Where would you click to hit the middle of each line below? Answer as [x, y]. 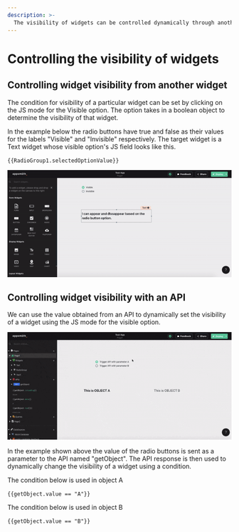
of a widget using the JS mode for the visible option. [84, 322]
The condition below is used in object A [65, 480]
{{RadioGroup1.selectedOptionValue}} [63, 161]
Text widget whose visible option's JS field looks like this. [92, 146]
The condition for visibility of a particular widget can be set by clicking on [115, 102]
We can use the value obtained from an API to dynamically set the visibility [117, 315]
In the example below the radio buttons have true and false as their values [116, 131]
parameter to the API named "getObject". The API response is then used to [117, 459]
